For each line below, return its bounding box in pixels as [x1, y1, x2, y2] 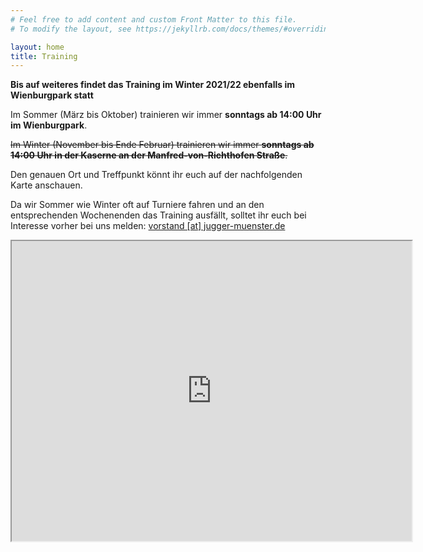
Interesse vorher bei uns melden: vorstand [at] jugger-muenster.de [10, 220, 286, 232]
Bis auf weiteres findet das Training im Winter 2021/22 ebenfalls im [10, 79, 295, 91]
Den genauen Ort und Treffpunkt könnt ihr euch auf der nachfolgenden [10, 169, 303, 181]
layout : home [10, 42, 65, 52]
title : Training [10, 51, 78, 61]
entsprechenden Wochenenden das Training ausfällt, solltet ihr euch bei [10, 209, 307, 221]
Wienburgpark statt [10, 89, 94, 101]
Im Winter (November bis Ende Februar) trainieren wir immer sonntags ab [10, 139, 315, 151]
